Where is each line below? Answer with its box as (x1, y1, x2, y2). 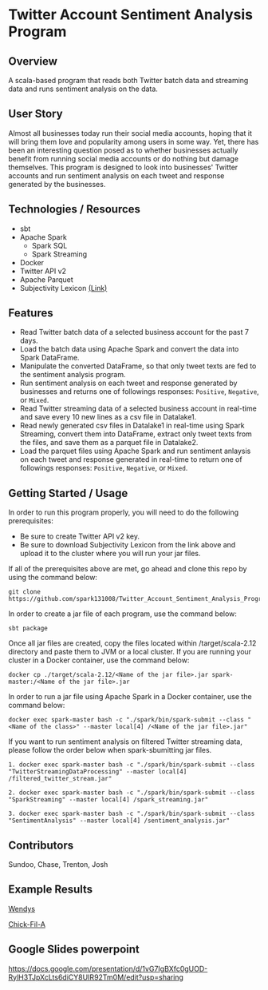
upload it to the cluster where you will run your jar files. (19, 549, 201, 559)
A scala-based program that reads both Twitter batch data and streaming (8, 76, 249, 85)
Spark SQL (31, 241, 68, 250)
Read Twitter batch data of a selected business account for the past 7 (19, 328, 250, 337)
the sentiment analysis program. (19, 370, 126, 380)
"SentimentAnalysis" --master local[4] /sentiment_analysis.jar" (8, 817, 230, 825)
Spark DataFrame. (19, 353, 80, 363)
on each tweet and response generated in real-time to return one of (19, 455, 242, 464)
